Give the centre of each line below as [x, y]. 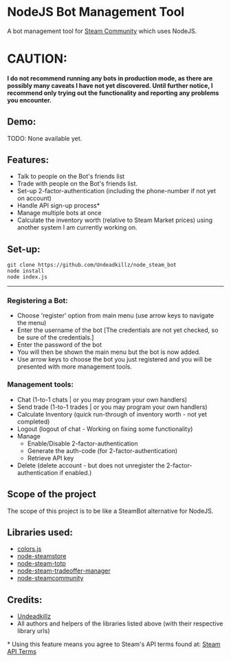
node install [26, 271]
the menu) [32, 323]
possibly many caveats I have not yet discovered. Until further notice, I [110, 85]
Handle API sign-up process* [58, 206]
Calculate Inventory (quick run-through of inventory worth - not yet [112, 414]
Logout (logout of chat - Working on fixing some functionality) [105, 429]
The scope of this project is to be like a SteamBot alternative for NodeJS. [110, 511]
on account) [34, 198]
